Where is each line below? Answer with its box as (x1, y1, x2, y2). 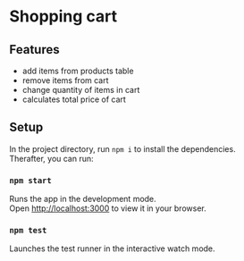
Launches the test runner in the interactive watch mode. (9, 243, 216, 254)
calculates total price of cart (21, 94, 127, 105)
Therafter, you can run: (9, 153, 94, 164)
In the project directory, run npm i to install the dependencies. (9, 143, 236, 154)
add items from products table (21, 65, 134, 76)
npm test (9, 225, 47, 236)
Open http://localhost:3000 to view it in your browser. (9, 203, 207, 214)
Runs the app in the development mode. (9, 194, 156, 205)
